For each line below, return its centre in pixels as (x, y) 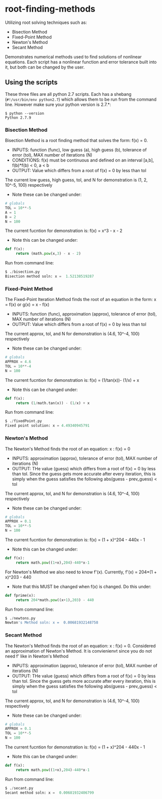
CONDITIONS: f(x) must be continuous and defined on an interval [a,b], (83, 160)
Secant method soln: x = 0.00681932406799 (50, 793)
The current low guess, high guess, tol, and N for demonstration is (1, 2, (76, 180)
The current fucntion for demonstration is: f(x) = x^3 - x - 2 (64, 231)
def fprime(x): (20, 595)
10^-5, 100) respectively (29, 185)
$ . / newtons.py (20, 618)
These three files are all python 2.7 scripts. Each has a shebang (68, 94)
